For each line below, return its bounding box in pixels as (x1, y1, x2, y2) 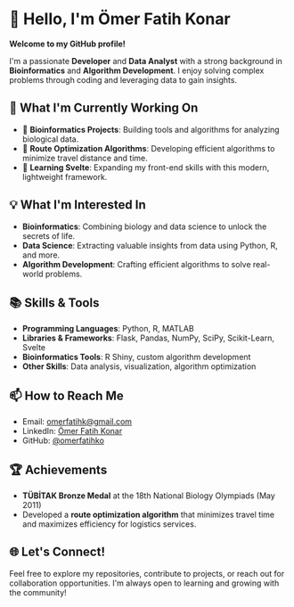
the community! (9, 586, 67, 597)
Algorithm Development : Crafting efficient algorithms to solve (21, 258, 251, 269)
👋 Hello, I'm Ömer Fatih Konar (9, 9, 231, 29)
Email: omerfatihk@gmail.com (21, 416, 132, 427)
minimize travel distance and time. (21, 152, 149, 163)
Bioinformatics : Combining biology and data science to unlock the (21, 221, 267, 232)
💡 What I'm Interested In (9, 197, 146, 213)
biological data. (21, 134, 79, 144)
